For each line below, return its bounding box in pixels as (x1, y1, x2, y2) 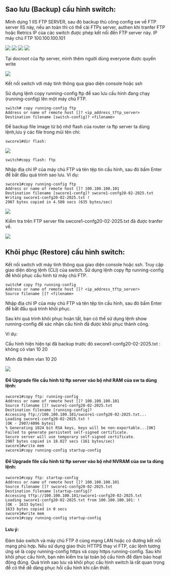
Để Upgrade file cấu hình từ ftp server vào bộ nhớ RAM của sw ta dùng (5, 377, 157, 383)
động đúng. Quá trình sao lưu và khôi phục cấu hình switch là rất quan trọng (5, 559, 165, 565)
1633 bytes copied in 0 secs (5, 506, 67, 512)
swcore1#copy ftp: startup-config (5, 475, 79, 480)
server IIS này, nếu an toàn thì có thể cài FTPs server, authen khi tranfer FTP (5, 24, 165, 30)
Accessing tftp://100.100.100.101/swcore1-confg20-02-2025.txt (5, 493, 143, 498)
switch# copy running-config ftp (5, 105, 76, 110)
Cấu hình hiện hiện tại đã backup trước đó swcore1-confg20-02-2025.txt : (5, 340, 160, 347)
